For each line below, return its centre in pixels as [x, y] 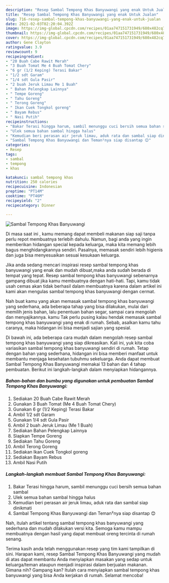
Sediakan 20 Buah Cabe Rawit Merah [51, 399]
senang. [14, 539]
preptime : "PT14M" [25, 191]
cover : [13, 38]
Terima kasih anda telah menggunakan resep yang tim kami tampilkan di [80, 549]
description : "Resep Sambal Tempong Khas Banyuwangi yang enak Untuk [80, 10]
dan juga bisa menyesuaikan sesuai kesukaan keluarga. [63, 255]
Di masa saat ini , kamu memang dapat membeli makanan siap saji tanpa [80, 234]
